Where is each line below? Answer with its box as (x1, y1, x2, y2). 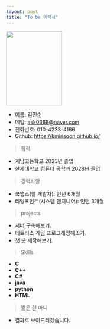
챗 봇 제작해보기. (14, 236, 53, 244)
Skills (20, 248, 34, 256)
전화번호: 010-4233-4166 (14, 126, 76, 133)
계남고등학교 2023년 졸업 (14, 157, 74, 164)
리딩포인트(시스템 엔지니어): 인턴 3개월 (14, 198, 105, 205)
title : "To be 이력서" (6, 14, 59, 20)
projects (20, 209, 41, 217)
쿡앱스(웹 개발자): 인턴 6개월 (14, 190, 81, 197)
